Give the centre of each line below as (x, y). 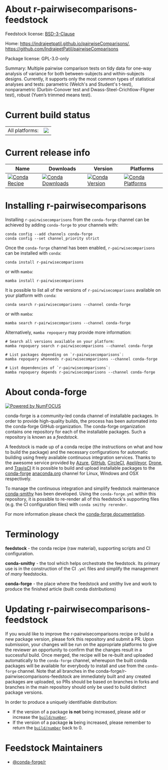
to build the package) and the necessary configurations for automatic (77, 452)
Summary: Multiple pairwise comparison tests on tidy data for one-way (78, 68)
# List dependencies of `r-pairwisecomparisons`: (58, 368)
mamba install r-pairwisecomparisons (44, 281)
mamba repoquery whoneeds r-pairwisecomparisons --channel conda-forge (81, 359)
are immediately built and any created (112, 676)
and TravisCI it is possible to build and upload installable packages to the (80, 468)
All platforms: (23, 130)
